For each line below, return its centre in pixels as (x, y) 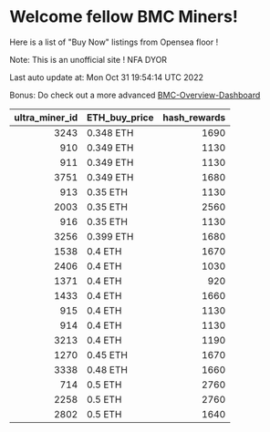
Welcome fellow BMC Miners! (124, 17)
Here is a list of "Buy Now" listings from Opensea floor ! (114, 42)
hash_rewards (194, 118)
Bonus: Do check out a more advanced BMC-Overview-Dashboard (135, 95)
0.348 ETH (110, 132)
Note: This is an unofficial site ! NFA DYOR (88, 59)
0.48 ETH (107, 369)
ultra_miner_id (46, 118)
